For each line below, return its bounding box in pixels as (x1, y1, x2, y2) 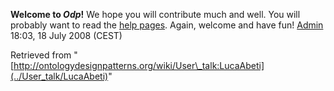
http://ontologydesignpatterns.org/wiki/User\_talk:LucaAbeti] (13, 60, 265, 71)
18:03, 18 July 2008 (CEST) (10, 30, 123, 41)
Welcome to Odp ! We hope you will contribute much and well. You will (10, 9, 301, 20)
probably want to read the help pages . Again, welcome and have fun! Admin (10, 19, 324, 31)
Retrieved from (10, 49, 72, 61)
